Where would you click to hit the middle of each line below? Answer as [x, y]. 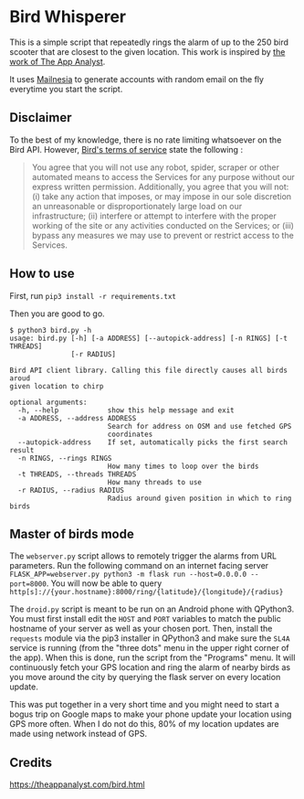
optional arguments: [49, 402]
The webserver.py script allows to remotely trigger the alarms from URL [143, 556]
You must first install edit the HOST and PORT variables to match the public [145, 619]
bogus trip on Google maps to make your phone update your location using [151, 714]
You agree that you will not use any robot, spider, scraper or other [156, 167]
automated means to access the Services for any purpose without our [163, 176]
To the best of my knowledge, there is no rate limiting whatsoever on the [146, 140]
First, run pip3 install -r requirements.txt [93, 295]
